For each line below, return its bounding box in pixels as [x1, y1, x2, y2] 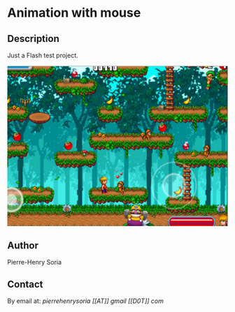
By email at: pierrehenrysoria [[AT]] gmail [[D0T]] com [7, 297, 164, 305]
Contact [7, 278, 43, 290]
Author [7, 239, 38, 251]
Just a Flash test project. [7, 51, 78, 59]
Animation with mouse [7, 5, 141, 21]
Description [7, 33, 59, 45]
